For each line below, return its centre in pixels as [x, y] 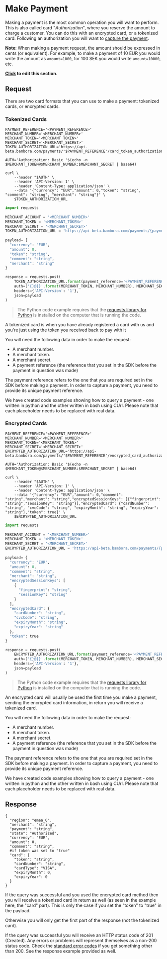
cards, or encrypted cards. [33, 106]
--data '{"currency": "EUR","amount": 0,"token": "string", [78, 191]
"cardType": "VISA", [35, 868]
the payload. [18, 910]
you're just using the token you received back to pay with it [66, 330]
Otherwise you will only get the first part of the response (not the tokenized [82, 920]
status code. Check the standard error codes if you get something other [79, 946]
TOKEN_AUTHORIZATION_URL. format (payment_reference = [69, 282]
